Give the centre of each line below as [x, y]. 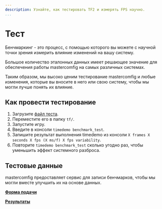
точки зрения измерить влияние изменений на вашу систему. [70, 52]
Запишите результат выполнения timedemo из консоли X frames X [81, 135]
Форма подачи [21, 192]
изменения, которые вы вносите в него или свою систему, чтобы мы [77, 82]
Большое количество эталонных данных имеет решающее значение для [81, 62]
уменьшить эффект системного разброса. [56, 150]
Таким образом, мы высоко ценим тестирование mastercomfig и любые [81, 77]
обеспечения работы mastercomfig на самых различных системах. [75, 67]
